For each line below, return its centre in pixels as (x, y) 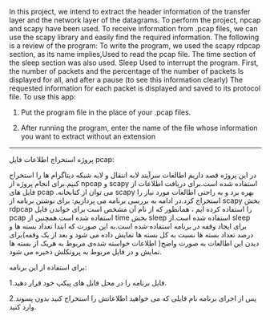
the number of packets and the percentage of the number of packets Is (126, 71)
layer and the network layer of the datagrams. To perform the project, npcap (135, 20)
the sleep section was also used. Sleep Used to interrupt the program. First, (134, 63)
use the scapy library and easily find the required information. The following (134, 37)
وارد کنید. (23, 307)
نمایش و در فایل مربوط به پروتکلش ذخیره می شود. (86, 251)
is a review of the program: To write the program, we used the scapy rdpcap (135, 46)
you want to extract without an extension (88, 136)
